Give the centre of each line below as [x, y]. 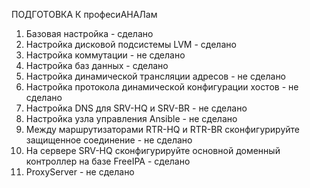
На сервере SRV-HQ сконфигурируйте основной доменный [153, 150]
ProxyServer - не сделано [80, 172]
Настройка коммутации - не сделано [105, 55]
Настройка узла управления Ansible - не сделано [131, 118]
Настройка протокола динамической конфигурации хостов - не [162, 87]
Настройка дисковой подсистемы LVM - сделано [131, 44]
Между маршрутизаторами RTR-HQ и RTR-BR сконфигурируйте [162, 129]
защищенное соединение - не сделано [109, 140]
